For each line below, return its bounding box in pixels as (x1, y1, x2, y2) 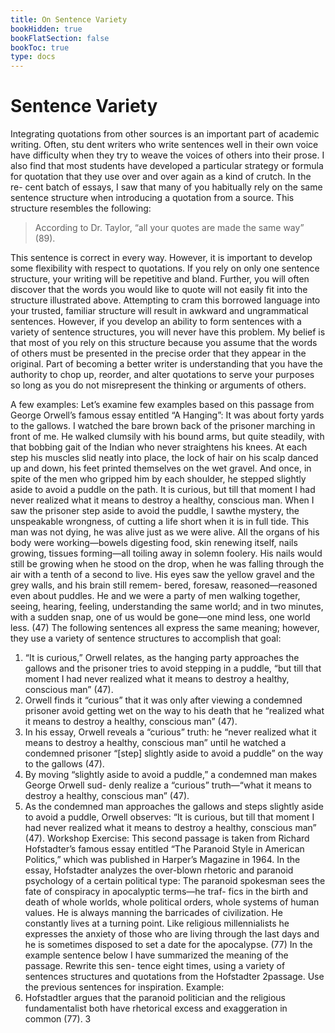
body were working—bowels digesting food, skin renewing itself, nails (10, 537, 298, 549)
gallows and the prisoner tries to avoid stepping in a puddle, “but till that (24, 662, 322, 675)
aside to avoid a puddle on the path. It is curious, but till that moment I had (10, 484, 316, 496)
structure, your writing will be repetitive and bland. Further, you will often (10, 273, 310, 285)
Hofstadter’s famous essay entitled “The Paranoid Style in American (24, 843, 305, 855)
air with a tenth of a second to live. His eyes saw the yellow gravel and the (10, 569, 315, 581)
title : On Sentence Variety (10, 14, 128, 25)
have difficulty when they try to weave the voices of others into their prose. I (10, 149, 325, 161)
